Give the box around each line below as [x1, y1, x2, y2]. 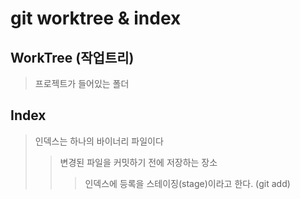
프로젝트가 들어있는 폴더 [34, 78, 130, 89]
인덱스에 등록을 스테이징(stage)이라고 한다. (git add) [84, 177, 291, 189]
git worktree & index [10, 7, 182, 30]
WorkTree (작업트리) [10, 49, 135, 66]
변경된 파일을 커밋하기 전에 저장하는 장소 [59, 156, 218, 168]
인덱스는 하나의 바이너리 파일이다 [34, 135, 164, 147]
